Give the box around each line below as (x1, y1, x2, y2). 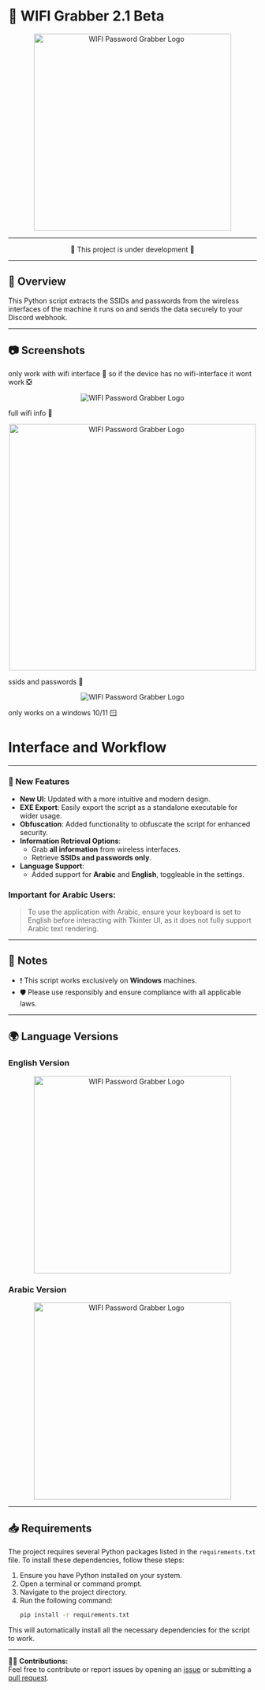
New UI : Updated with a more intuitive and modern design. (19, 794, 211, 804)
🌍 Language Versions (8, 1030, 119, 1043)
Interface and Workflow (8, 738, 167, 756)
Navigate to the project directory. (19, 1587, 128, 1596)
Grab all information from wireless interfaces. (31, 844, 181, 854)
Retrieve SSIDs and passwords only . (31, 852, 152, 862)
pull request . (8, 1673, 49, 1682)
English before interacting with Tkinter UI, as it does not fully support (27, 916, 252, 925)
